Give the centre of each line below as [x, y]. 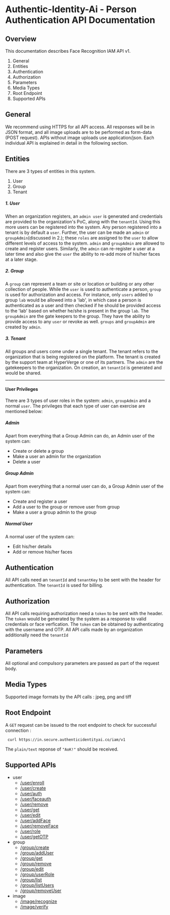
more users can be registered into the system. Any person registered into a [83, 227]
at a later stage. [22, 259]
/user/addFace [35, 820]
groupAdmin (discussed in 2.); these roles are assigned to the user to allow [82, 238]
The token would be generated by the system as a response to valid [76, 619]
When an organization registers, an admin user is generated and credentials [84, 216]
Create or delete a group [38, 451]
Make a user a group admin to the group [55, 512]
